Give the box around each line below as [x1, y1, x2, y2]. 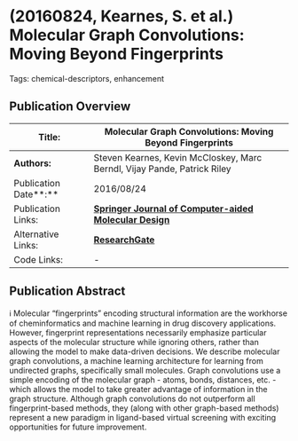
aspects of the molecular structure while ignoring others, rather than [9, 336, 259, 347]
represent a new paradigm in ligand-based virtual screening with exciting [9, 412, 277, 422]
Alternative [13, 228, 59, 240]
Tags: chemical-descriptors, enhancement [9, 73, 164, 83]
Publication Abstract [9, 284, 126, 299]
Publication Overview [9, 99, 131, 114]
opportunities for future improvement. [9, 421, 147, 432]
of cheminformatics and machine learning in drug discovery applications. [9, 318, 277, 328]
